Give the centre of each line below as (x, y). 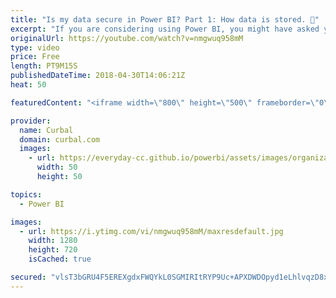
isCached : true (60, 259)
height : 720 (53, 250)
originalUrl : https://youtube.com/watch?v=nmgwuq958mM (127, 38)
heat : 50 (28, 85)
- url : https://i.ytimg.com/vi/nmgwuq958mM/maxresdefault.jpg (151, 231)
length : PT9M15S (44, 66)
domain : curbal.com (60, 139)
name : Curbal (46, 130)
